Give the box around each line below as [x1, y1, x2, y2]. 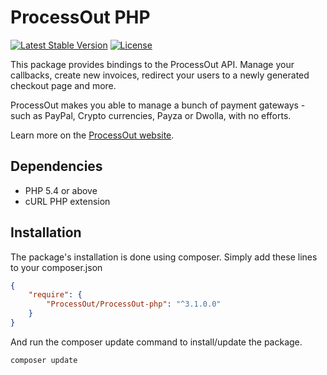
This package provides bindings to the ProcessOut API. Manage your [10, 58, 295, 70]
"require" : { [28, 290, 83, 300]
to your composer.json [10, 261, 103, 273]
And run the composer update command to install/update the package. [10, 336, 303, 348]
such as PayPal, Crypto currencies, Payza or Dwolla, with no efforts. [10, 109, 292, 121]
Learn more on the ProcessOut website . [10, 129, 175, 141]
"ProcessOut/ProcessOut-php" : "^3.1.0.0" [46, 299, 222, 310]
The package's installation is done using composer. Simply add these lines [10, 251, 318, 263]
